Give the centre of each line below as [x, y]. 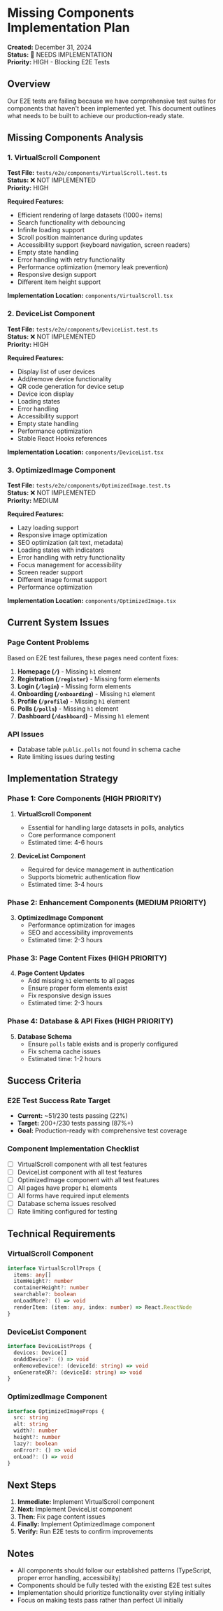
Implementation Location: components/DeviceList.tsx [86, 452]
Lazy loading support [48, 528]
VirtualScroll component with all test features [82, 1164]
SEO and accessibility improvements [80, 932]
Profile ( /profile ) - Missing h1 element [74, 701]
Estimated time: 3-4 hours [65, 884]
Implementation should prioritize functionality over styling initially [111, 1593]
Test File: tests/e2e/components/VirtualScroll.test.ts [87, 173]
